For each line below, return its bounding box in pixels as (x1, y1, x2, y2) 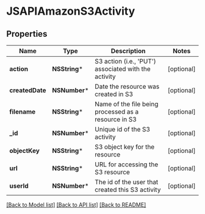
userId (9, 182, 29, 190)
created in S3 (94, 90, 133, 98)
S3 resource (94, 168, 130, 176)
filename (9, 108, 36, 116)
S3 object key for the (94, 142, 155, 151)
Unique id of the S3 (94, 125, 151, 133)
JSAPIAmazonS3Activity (6, 4, 135, 18)
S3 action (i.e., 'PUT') (94, 57, 157, 65)
